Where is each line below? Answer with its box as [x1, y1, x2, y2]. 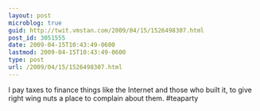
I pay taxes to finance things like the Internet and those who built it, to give [8, 85, 253, 94]
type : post [8, 56, 45, 64]
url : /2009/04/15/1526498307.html [8, 63, 123, 71]
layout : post [8, 11, 52, 20]
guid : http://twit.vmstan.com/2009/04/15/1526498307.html [8, 26, 204, 34]
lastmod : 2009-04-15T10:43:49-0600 [8, 48, 126, 56]
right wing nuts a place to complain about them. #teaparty [8, 93, 199, 103]
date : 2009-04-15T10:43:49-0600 [8, 41, 115, 49]
